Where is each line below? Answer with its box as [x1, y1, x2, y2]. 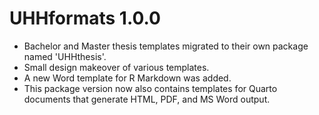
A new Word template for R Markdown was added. [23, 72, 232, 84]
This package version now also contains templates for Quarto [23, 82, 278, 94]
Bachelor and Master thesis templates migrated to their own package [23, 40, 309, 52]
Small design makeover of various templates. [23, 61, 210, 73]
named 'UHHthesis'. [23, 50, 107, 62]
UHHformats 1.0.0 [9, 7, 161, 30]
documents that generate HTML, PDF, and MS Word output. [23, 93, 271, 105]
